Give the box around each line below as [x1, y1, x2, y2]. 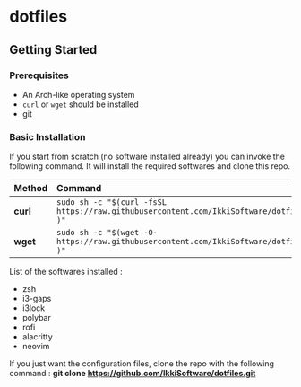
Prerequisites [9, 69, 69, 82]
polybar [21, 312, 51, 323]
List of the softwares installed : [9, 267, 123, 277]
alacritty [21, 331, 54, 342]
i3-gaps [21, 294, 52, 304]
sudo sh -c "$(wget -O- [56, 227, 159, 238]
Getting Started [9, 42, 98, 57]
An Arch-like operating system [21, 89, 135, 100]
